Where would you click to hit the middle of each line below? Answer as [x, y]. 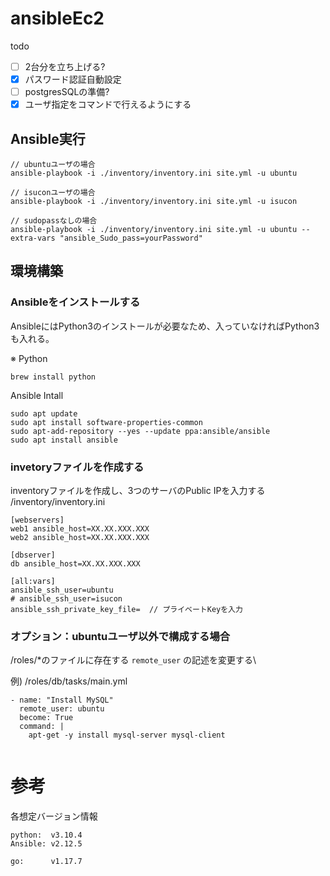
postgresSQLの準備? [67, 92]
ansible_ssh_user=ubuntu [62, 590]
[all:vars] [33, 581]
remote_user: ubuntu [62, 709]
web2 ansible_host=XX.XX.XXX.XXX [80, 537]
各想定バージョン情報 [54, 816]
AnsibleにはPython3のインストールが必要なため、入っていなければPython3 [165, 326]
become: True [46, 718]
